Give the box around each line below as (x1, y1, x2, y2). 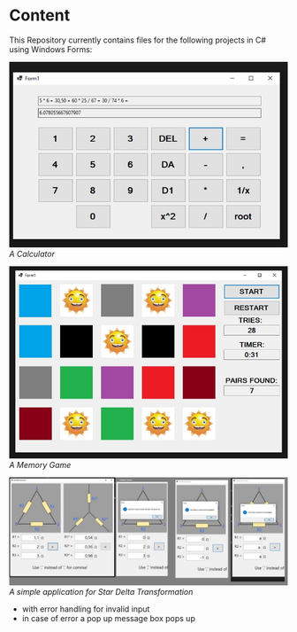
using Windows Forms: (9, 43, 93, 54)
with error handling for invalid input (21, 604, 150, 614)
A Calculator (9, 249, 56, 260)
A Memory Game (9, 459, 72, 470)
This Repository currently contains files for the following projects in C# (9, 35, 267, 45)
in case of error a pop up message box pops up (21, 612, 196, 623)
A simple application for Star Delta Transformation (9, 586, 194, 597)
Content (9, 5, 71, 26)
